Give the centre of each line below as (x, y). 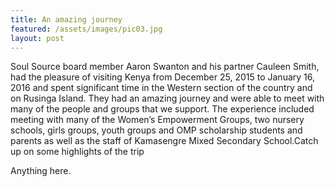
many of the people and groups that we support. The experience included (162, 109)
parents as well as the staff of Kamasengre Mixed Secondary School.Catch (164, 141)
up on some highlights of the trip (77, 152)
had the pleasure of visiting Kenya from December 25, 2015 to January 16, (162, 77)
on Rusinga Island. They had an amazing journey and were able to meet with (167, 98)
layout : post (37, 38)
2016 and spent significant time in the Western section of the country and (161, 88)
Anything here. (41, 171)
